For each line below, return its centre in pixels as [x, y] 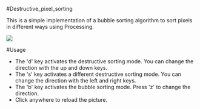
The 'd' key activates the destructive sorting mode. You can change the [104, 61]
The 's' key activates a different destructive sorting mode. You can [98, 74]
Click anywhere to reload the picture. [61, 100]
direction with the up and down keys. [61, 68]
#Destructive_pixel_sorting [39, 9]
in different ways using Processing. [50, 27]
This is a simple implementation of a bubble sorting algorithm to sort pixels [99, 20]
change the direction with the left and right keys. [75, 80]
